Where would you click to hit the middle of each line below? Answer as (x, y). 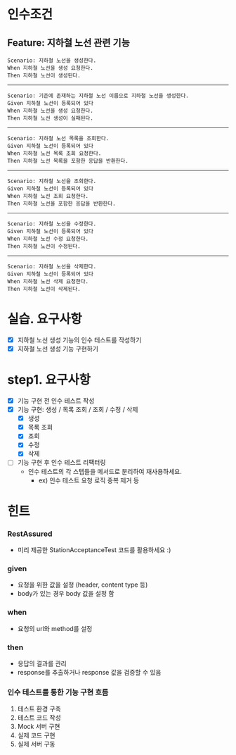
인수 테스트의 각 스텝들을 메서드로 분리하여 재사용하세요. (105, 471)
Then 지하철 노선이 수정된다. (44, 247)
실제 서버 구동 (36, 744)
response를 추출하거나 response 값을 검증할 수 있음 (89, 672)
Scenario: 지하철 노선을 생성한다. (52, 61)
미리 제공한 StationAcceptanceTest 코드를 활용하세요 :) (94, 549)
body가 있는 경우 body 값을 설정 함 (66, 594)
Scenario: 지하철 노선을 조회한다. (52, 181)
